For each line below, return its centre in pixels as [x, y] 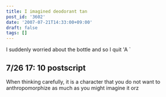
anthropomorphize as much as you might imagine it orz [72, 88]
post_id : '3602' [26, 17]
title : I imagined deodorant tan [47, 11]
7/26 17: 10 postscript [46, 68]
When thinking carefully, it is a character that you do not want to [83, 81]
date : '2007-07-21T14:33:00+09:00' [49, 22]
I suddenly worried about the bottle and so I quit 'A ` [68, 49]
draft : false [22, 28]
